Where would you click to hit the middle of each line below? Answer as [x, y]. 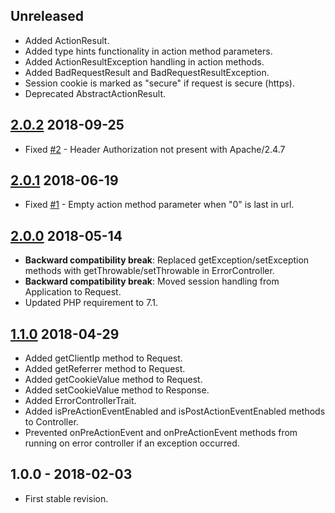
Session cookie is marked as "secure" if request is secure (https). [160, 83]
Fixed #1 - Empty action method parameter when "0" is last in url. [159, 205]
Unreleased [47, 16]
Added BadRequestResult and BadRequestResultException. [147, 72]
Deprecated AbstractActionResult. [95, 93]
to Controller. [51, 422]
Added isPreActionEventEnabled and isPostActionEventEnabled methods [175, 411]
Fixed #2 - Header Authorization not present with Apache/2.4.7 [155, 149]
